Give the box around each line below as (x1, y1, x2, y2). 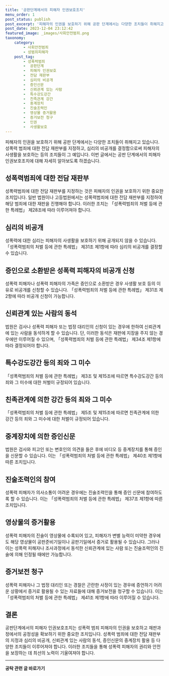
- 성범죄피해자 (23, 49, 49, 54)
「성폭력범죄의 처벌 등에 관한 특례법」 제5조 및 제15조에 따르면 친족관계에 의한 (5, 410, 159, 416)
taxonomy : (5, 36, 26, 41)
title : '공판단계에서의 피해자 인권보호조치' (5, 7, 86, 13)
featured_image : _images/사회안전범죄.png (5, 31, 90, 36)
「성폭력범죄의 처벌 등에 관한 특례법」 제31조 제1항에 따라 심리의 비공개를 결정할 (5, 244, 162, 250)
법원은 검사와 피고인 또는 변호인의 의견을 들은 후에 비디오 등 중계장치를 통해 (5, 446, 153, 453)
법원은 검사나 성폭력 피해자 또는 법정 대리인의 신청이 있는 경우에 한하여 (5, 323, 143, 330)
